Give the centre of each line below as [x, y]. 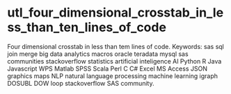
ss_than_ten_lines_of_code [87, 27]
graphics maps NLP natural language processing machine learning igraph [112, 76]
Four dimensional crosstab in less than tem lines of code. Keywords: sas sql [115, 46]
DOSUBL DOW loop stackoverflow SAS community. [81, 83]
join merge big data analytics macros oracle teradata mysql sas [98, 54]
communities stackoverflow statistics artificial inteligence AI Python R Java [114, 61]
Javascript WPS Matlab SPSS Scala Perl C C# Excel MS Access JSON [107, 68]
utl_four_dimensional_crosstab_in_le [115, 13]
